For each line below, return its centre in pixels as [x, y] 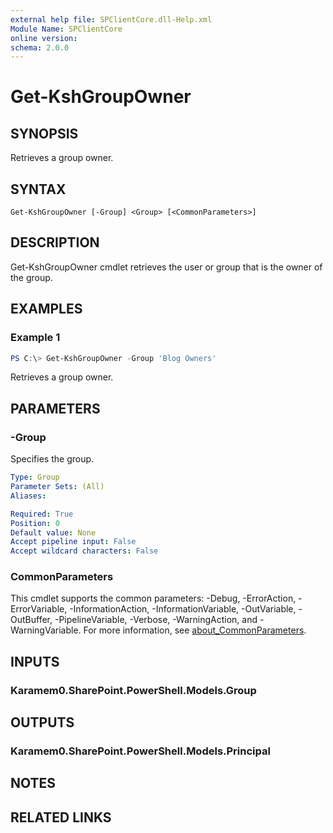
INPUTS [35, 661]
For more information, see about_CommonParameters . [195, 630]
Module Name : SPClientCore [66, 29]
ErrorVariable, [39, 609]
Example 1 [35, 338]
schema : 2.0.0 [40, 47]
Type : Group [35, 477]
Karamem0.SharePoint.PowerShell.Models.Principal [140, 751]
